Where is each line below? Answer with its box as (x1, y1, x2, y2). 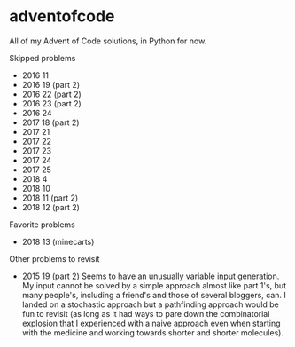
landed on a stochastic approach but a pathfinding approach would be (21, 299, 279, 310)
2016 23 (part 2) (21, 98, 82, 108)
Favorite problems (9, 219, 75, 230)
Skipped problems (9, 52, 76, 63)
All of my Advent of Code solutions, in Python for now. (9, 35, 207, 46)
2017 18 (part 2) (21, 117, 80, 128)
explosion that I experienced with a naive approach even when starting (21, 318, 281, 328)
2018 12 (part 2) (21, 201, 80, 212)
